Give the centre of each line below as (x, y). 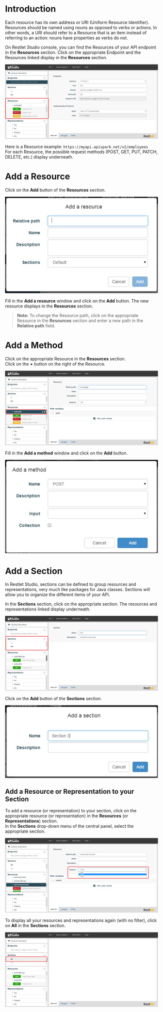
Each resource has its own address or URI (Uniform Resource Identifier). (77, 22)
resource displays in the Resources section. (49, 306)
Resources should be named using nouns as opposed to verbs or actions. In (81, 27)
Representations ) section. (32, 821)
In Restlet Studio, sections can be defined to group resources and (71, 584)
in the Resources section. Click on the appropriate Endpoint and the (73, 52)
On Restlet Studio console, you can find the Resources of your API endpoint (81, 47)
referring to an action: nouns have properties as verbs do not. (66, 38)
